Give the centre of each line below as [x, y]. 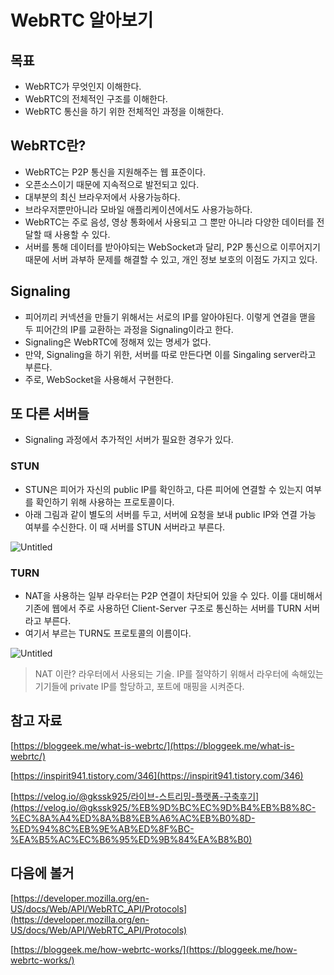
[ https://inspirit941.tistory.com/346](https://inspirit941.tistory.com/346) [157, 775]
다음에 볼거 [42, 873]
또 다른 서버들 [50, 414]
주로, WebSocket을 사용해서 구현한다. [99, 379]
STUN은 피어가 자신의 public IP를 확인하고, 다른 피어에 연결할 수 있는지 [164, 489]
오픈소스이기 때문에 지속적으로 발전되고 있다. [112, 184]
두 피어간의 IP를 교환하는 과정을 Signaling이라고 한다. [129, 329]
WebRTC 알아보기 [82, 20]
